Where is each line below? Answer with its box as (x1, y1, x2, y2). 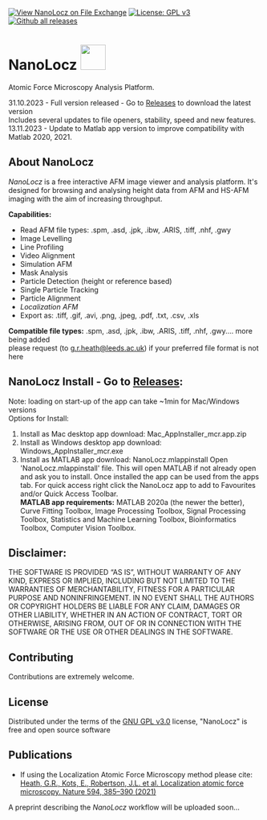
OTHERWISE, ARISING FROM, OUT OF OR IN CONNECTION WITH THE (8, 619, 242, 629)
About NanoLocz (8, 155, 95, 169)
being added (8, 334, 51, 344)
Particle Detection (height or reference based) (19, 276, 172, 285)
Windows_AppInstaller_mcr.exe (19, 446, 124, 456)
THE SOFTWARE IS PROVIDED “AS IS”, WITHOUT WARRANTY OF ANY (8, 568, 241, 577)
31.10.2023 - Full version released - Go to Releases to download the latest (8, 97, 251, 108)
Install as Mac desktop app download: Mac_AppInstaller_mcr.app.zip (19, 428, 247, 438)
